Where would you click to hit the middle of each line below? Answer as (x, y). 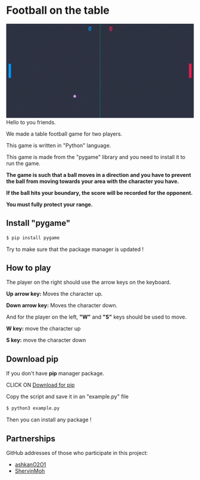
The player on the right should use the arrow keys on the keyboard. (89, 282)
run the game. (23, 163)
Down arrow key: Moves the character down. (62, 305)
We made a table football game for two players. (64, 134)
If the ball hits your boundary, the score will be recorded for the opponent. (99, 192)
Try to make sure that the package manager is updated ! (75, 249)
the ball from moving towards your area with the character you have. (93, 181)
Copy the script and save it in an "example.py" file (68, 397)
